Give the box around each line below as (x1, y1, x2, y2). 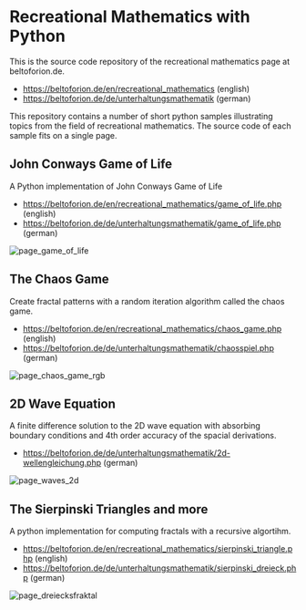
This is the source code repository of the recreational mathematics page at (9, 56, 291, 67)
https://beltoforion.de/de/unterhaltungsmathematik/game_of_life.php (22, 217, 281, 229)
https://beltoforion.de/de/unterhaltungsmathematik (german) (22, 93, 251, 104)
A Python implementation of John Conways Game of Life (9, 181, 223, 191)
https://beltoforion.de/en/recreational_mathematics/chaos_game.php (22, 323, 282, 334)
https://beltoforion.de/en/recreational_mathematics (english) (22, 83, 250, 94)
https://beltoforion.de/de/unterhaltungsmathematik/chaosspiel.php (22, 342, 275, 353)
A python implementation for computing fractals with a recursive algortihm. (9, 526, 291, 537)
